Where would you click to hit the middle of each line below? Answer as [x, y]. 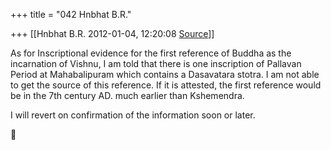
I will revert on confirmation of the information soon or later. [133, 115]
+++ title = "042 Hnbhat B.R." [71, 14]
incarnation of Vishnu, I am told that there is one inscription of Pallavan [156, 63]
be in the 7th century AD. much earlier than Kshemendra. [127, 95]
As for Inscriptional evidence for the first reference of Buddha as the [151, 53]
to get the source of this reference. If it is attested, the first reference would [166, 85]
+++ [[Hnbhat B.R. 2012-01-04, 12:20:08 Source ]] [112, 33]
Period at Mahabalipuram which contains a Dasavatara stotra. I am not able [165, 74]
